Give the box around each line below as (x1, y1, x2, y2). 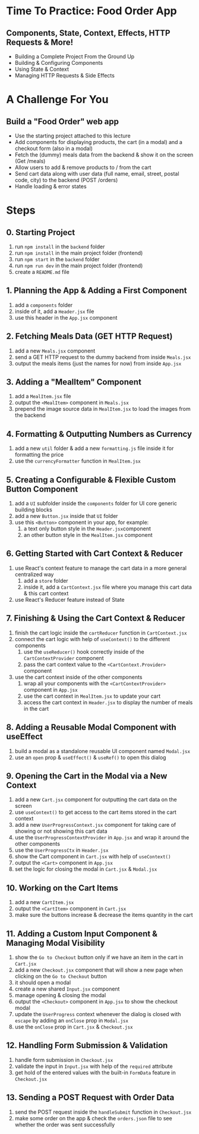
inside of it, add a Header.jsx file (14, 308, 94, 315)
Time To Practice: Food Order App (6, 4, 177, 18)
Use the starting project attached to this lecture (14, 132, 131, 139)
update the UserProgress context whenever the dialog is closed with (14, 1010, 181, 1017)
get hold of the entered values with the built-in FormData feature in (14, 1069, 176, 1076)
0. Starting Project (6, 227, 75, 238)
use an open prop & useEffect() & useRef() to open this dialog (14, 754, 166, 761)
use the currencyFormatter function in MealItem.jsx (14, 457, 141, 465)
